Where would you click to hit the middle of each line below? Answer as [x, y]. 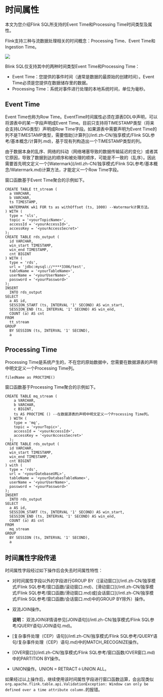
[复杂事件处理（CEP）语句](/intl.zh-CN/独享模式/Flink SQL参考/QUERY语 [85, 636]
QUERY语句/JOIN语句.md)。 [46, 626]
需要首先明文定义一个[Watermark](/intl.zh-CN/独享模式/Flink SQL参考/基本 [79, 163]
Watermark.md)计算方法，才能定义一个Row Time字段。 [66, 170]
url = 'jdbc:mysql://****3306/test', [48, 267]
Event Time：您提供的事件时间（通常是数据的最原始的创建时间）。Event [83, 76]
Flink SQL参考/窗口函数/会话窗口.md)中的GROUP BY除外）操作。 [83, 599]
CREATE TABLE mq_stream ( [31, 396]
